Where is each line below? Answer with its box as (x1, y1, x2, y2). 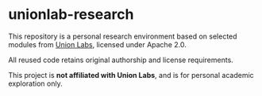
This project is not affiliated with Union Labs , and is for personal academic (8, 70, 254, 79)
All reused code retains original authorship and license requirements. (8, 55, 234, 65)
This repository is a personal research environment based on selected (8, 31, 237, 41)
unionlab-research (8, 6, 134, 24)
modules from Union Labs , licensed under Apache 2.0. (8, 39, 187, 49)
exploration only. (8, 79, 63, 88)
